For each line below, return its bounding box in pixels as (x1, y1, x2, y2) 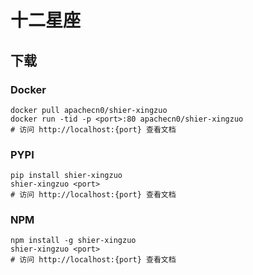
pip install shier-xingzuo (10, 171, 123, 181)
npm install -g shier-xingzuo (10, 236, 137, 246)
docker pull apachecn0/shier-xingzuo (10, 105, 168, 115)
